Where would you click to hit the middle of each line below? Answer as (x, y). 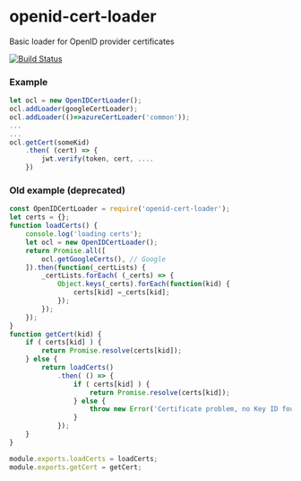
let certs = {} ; (39, 217)
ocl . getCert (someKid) (50, 142)
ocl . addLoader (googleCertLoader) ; (74, 109)
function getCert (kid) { (56, 334)
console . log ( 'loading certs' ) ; (84, 234)
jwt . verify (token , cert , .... (98, 159)
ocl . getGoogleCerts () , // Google (104, 259)
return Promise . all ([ (65, 250)
